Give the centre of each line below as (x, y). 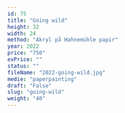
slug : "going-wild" (36, 92)
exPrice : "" (25, 60)
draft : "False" (30, 86)
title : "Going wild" (38, 20)
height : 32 (23, 27)
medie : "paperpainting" (42, 79)
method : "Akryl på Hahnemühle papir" (63, 40)
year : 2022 (23, 46)
